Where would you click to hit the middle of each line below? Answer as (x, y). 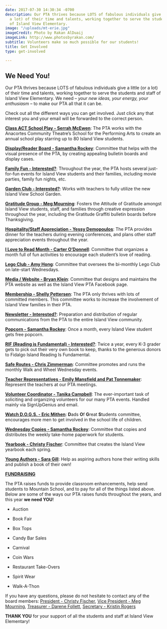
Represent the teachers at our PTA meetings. (51, 385)
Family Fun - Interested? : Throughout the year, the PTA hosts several (76, 169)
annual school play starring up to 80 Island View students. (65, 139)
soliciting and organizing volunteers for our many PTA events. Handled (77, 400)
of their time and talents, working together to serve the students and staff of (83, 93)
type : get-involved (25, 51)
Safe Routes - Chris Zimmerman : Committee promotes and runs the (75, 364)
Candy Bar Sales (29, 538)
